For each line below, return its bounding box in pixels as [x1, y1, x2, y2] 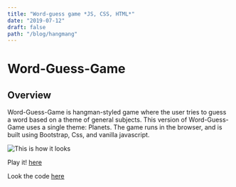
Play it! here [7, 158, 43, 167]
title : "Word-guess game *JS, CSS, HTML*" [7, 10, 135, 18]
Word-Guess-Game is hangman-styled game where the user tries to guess [7, 108, 227, 117]
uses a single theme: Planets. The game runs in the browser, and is [26, 123, 222, 132]
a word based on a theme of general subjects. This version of [7, 115, 188, 124]
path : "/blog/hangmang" [7, 30, 78, 38]
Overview [7, 89, 52, 101]
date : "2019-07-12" [7, 17, 65, 24]
